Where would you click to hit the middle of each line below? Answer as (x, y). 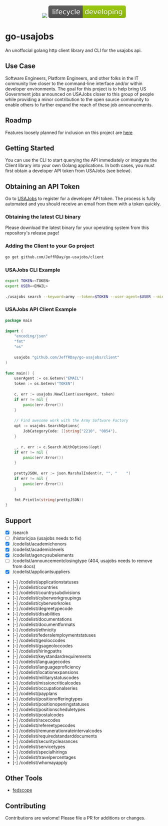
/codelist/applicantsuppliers (41, 572)
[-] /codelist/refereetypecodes (44, 725)
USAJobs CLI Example (33, 269)
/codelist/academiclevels (38, 549)
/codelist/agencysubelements (43, 555)
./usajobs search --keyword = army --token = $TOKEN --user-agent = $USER (78, 296)
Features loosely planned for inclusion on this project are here (69, 132)
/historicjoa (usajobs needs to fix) (47, 538)
